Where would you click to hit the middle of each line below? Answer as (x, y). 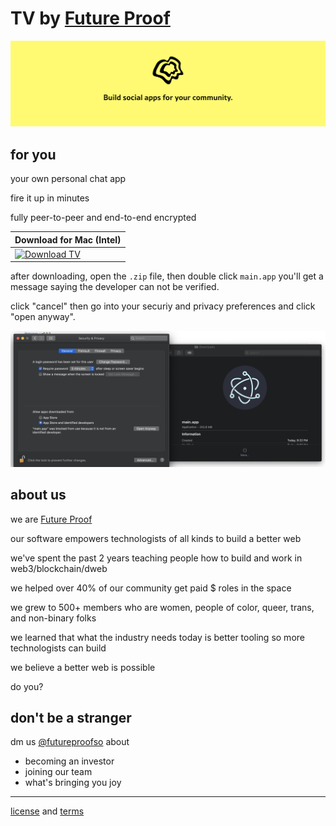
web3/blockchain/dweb (59, 568)
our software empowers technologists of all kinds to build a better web (156, 538)
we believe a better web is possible (83, 667)
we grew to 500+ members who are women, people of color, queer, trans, (162, 607)
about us (38, 495)
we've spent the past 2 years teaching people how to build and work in (156, 558)
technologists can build (58, 648)
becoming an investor (69, 761)
